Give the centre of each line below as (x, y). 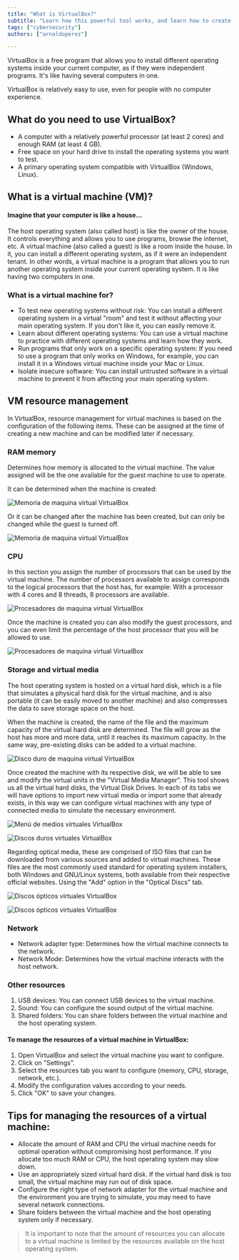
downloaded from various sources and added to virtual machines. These (114, 859)
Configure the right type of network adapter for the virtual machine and (122, 1189)
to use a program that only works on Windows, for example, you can (118, 356)
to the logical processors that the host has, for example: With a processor (115, 587)
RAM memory (32, 452)
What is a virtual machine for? (61, 295)
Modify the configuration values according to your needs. (102, 1086)
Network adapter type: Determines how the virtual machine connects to (123, 943)
